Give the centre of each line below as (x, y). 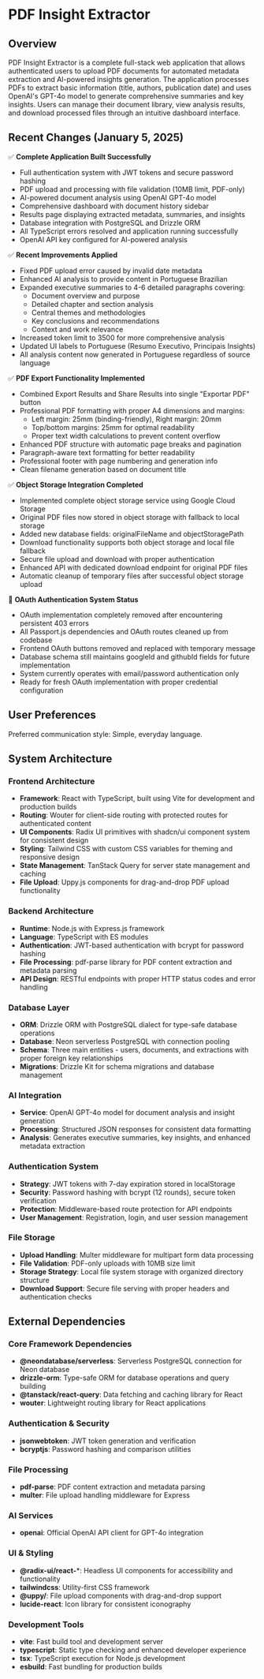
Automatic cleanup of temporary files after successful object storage (132, 576)
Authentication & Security (59, 1423)
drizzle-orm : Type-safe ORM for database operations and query (125, 1378)
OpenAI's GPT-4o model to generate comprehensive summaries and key (126, 96)
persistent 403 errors (54, 623)
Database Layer (39, 1008)
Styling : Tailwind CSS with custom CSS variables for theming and (126, 849)
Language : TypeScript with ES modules (84, 937)
